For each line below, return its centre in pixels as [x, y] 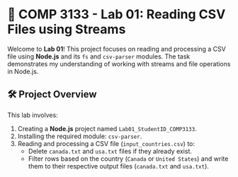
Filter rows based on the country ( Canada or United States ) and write [128, 159]
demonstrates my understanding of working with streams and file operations [119, 63]
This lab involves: [33, 115]
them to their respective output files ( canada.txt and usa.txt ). [118, 166]
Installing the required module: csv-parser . [80, 136]
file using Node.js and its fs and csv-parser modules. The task [99, 56]
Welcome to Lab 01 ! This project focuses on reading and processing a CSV [117, 49]
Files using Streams [67, 29]
